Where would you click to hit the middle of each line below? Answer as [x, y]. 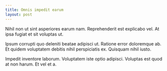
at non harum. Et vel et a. [31, 64]
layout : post [19, 14]
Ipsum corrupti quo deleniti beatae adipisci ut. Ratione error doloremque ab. [83, 43]
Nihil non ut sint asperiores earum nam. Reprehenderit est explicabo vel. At [82, 28]
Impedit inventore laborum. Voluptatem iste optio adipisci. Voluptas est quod [84, 58]
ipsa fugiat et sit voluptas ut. [34, 34]
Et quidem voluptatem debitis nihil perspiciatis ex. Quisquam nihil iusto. [78, 49]
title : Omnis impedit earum [34, 10]
